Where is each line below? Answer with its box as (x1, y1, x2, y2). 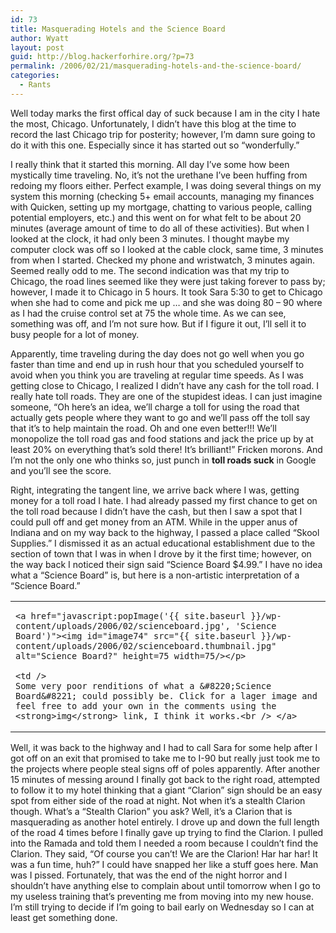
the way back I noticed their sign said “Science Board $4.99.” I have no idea (10, 558, 323, 570)
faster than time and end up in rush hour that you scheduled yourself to (10, 358, 305, 370)
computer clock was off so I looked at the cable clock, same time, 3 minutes (10, 243, 324, 255)
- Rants (19, 80, 52, 90)
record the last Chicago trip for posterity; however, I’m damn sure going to (10, 128, 316, 140)
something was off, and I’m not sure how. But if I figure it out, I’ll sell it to (10, 317, 307, 330)
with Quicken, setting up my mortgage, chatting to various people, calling (10, 201, 313, 213)
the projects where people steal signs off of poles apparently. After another (10, 762, 321, 775)
